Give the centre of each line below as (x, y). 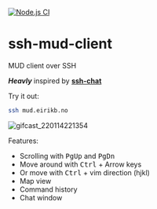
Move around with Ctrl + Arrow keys (80, 164)
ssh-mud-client (60, 44)
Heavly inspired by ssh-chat (55, 81)
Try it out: (24, 96)
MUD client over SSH (42, 65)
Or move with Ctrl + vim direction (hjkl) (85, 172)
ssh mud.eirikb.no (38, 110)
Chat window (41, 197)
